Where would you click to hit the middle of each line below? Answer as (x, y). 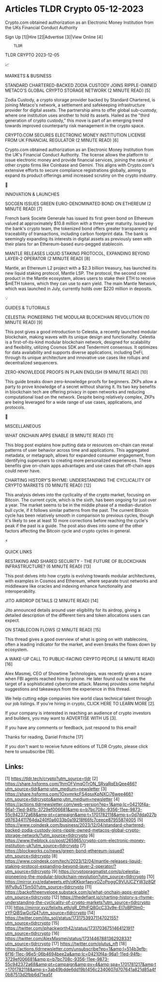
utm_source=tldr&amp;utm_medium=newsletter (52, 789)
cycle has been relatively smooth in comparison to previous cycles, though (79, 515)
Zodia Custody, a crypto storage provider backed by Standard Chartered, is (80, 100)
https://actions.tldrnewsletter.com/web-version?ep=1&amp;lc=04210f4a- (78, 804)
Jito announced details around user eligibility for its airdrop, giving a (73, 610)
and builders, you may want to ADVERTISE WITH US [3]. (61, 718)
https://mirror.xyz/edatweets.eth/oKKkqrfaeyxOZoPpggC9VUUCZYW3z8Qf (80, 881)
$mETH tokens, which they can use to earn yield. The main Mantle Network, (81, 283)
